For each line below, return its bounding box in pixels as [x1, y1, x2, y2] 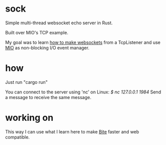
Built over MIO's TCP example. [5, 29, 69, 35]
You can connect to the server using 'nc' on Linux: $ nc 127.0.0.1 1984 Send [5, 89, 161, 95]
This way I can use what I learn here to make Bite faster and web [5, 128, 139, 134]
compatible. [5, 134, 30, 140]
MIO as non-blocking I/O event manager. [5, 44, 90, 51]
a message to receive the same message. [5, 94, 92, 100]
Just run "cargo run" [5, 79, 48, 85]
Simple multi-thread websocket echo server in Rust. [5, 20, 113, 26]
